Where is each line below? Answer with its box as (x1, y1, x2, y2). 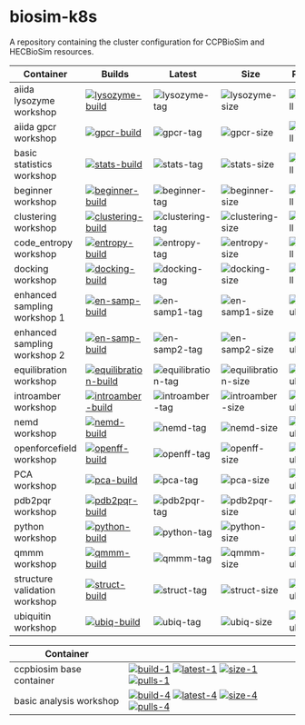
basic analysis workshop (14, 694, 120, 707)
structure (14, 572, 54, 585)
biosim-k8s (9, 6, 98, 27)
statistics (14, 157, 53, 170)
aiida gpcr (14, 120, 57, 133)
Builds (101, 67, 130, 80)
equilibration (14, 363, 68, 376)
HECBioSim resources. (9, 45, 94, 56)
